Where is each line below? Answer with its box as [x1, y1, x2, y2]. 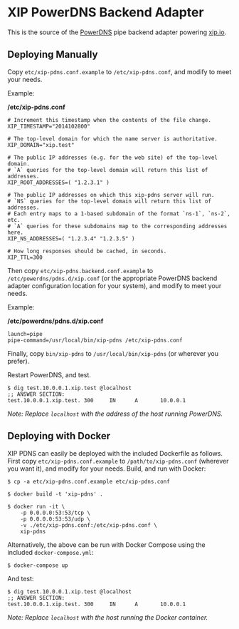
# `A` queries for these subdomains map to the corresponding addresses [7, 223, 228, 230]
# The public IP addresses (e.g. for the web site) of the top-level [7, 154, 218, 161]
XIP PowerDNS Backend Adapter [7, 4, 204, 21]
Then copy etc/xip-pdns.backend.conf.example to [7, 266, 154, 275]
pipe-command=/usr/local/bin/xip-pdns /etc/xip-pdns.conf [7, 337, 183, 344]
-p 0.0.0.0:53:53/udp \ [20, 515, 91, 523]
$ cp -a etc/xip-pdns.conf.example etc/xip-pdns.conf [7, 478, 171, 485]
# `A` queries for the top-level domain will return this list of [7, 166, 208, 173]
